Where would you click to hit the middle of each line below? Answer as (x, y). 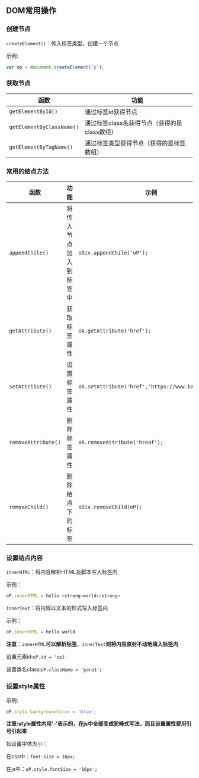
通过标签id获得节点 (111, 112)
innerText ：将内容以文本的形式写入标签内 (57, 608)
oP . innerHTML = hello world (41, 632)
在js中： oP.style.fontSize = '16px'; (52, 769)
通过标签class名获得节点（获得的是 (134, 123)
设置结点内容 (25, 558)
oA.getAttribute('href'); (115, 331)
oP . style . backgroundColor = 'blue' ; (51, 712)
